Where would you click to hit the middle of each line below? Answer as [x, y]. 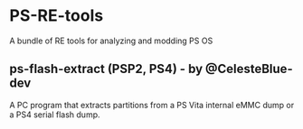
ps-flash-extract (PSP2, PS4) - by [106, 69]
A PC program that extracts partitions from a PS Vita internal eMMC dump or [152, 105]
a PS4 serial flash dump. [55, 115]
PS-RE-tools [57, 16]
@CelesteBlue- [249, 69]
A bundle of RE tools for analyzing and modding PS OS [111, 41]
